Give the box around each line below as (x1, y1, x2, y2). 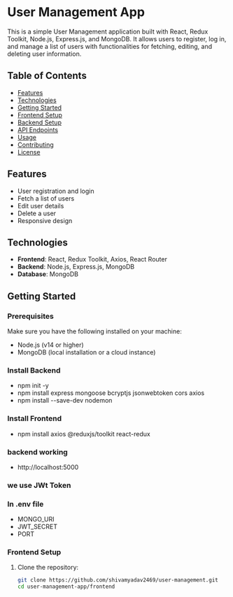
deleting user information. (7, 50, 82, 58)
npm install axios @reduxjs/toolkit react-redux (17, 429, 150, 438)
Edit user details (17, 201, 64, 210)
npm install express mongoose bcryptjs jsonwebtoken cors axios (17, 389, 205, 397)
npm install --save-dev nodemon (17, 396, 113, 405)
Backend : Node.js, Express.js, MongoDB (17, 263, 135, 271)
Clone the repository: (17, 563, 79, 572)
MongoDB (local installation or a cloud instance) (17, 348, 156, 357)
